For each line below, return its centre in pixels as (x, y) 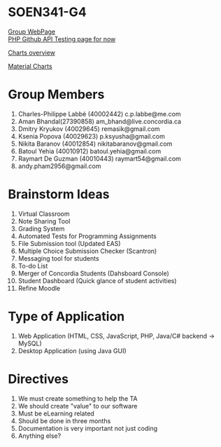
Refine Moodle (39, 288)
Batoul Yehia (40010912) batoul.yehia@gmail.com (90, 151)
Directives (38, 379)
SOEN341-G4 (47, 12)
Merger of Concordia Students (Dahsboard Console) (94, 273)
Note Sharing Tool (44, 221)
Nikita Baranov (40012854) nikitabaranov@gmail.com (95, 144)
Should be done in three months (64, 420)
